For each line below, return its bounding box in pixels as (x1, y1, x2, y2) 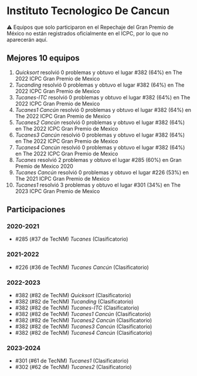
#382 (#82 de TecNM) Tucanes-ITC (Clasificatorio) (15, 304, 140, 311)
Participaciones (6, 205, 66, 215)
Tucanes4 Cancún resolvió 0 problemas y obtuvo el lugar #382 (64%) (15, 144, 185, 151)
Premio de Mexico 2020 (15, 162, 74, 169)
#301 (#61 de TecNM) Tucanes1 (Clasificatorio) (15, 357, 129, 364)
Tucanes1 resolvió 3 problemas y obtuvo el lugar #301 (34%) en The (15, 181, 181, 188)
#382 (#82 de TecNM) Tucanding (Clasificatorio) (15, 298, 134, 305)
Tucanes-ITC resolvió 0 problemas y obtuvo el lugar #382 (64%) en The (15, 94, 191, 101)
